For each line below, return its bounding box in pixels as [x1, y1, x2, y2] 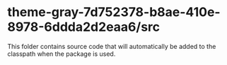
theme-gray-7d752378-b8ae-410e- [7, 4, 221, 20]
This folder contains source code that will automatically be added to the [7, 42, 216, 50]
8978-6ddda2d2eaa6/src [7, 19, 161, 35]
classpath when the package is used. [7, 50, 116, 58]
